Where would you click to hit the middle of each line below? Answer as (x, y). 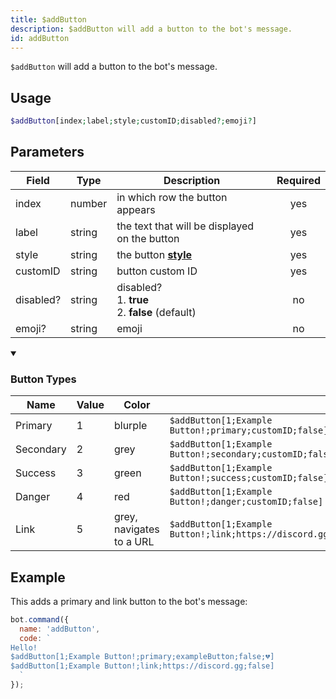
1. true (132, 299)
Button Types (43, 379)
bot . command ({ (40, 619)
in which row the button (172, 197)
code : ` (35, 638)
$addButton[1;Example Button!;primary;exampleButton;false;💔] (142, 657)
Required (298, 180)
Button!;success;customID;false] (249, 478)
